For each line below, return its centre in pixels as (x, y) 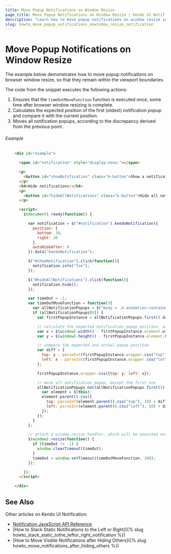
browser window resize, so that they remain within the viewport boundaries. (85, 80)
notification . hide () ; (55, 284)
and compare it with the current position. (55, 116)
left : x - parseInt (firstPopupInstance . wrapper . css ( (99, 360)
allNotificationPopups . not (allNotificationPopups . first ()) (101, 387)
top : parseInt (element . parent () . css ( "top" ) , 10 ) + (101, 402)
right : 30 (48, 238)
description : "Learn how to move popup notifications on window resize (83, 19)
